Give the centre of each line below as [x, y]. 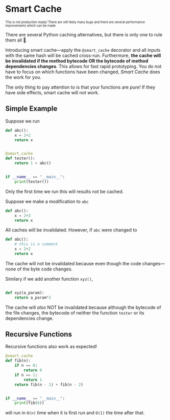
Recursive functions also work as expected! [51, 347]
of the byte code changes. [45, 269]
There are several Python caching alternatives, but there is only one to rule [84, 34]
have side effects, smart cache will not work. [52, 92]
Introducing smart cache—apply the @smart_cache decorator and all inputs [83, 50]
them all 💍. [17, 40]
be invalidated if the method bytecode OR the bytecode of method [77, 61]
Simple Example [31, 109]
